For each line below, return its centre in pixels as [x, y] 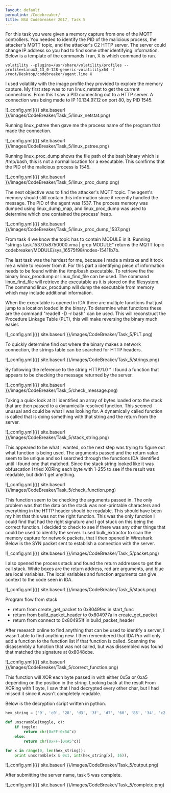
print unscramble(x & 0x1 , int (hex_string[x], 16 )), [72, 755]
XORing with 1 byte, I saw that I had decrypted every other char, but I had [82, 688]
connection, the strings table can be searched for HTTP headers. [74, 350]
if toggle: [26, 727]
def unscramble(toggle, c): [35, 722]
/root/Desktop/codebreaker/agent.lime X [49, 74]
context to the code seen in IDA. [39, 580]
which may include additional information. [49, 293]
